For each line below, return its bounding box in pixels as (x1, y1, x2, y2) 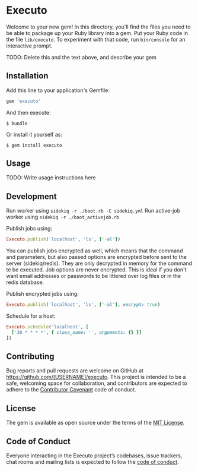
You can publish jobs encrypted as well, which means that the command (6, 247, 183, 254)
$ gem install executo (6, 142, 62, 148)
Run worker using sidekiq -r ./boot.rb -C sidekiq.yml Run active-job (6, 207, 181, 214)
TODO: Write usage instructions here (6, 174, 96, 181)
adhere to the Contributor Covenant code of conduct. (6, 386, 136, 393)
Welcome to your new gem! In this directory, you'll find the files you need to (6, 23, 191, 30)
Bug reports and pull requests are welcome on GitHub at (6, 367, 144, 374)
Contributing (6, 352, 55, 362)
